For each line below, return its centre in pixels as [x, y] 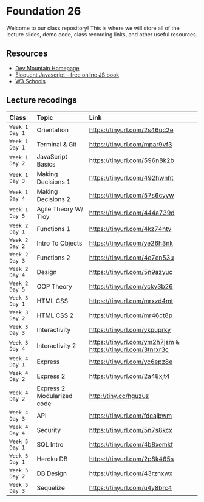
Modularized [55, 396]
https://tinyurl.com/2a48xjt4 [129, 376]
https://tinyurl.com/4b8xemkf [131, 444]
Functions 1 [54, 229]
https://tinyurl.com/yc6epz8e [131, 362]
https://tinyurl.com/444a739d [132, 213]
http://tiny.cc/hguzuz [119, 396]
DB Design [52, 473]
